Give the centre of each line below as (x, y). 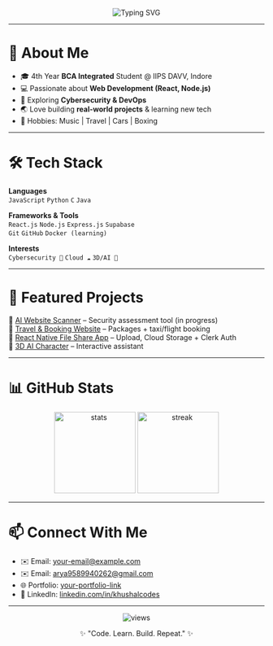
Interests (24, 248)
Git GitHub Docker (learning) (58, 233)
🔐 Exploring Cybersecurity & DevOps (83, 100)
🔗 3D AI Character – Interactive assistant (76, 346)
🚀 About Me (49, 53)
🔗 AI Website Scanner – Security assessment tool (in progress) (113, 320)
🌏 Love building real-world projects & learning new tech (116, 109)
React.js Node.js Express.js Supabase (72, 225)
